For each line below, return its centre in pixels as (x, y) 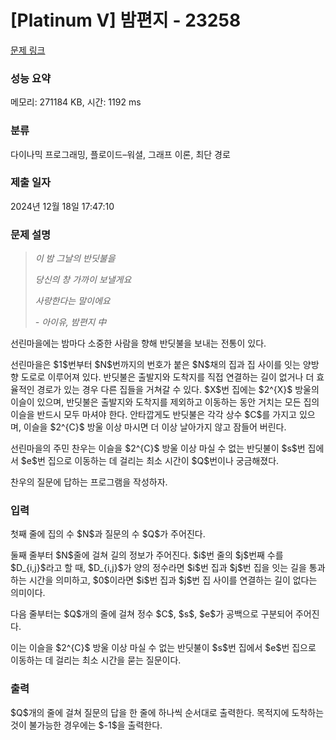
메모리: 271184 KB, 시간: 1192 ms (76, 102)
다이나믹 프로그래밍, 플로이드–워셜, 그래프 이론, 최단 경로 (120, 154)
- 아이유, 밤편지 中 (70, 322)
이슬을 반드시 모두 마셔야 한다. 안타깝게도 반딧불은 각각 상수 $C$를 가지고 (153, 415)
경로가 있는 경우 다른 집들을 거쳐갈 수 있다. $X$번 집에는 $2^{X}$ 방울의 (178, 390)
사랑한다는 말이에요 (72, 301)
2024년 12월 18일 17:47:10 (62, 206)
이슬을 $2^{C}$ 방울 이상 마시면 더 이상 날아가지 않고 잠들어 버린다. (155, 427)
